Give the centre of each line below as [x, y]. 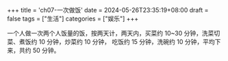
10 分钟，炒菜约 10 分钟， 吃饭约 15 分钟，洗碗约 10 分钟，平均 [127, 42]
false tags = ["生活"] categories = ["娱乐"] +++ [73, 19]
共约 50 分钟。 [39, 50]
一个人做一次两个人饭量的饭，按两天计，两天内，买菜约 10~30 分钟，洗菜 [111, 33]
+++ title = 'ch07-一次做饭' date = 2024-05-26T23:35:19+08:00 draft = [108, 10]
